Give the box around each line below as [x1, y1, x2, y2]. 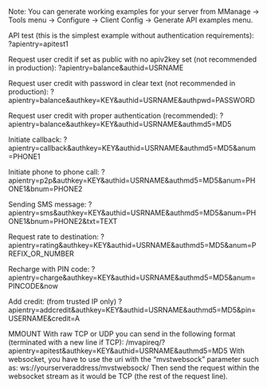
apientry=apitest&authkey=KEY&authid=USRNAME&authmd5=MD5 [8, 346, 228, 356]
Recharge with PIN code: [8, 265, 90, 273]
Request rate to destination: [8, 232, 100, 242]
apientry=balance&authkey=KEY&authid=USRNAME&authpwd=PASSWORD [8, 96, 255, 104]
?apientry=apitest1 [8, 39, 69, 49]
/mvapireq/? [125, 338, 166, 347]
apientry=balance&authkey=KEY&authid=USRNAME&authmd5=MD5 [8, 120, 232, 128]
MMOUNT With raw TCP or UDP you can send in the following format [8, 329, 236, 338]
